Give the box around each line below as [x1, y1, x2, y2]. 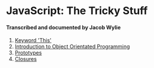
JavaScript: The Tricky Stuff [6, 4, 148, 18]
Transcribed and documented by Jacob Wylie [6, 23, 121, 30]
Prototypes [14, 49, 42, 56]
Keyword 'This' [14, 37, 52, 44]
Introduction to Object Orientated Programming [14, 43, 130, 50]
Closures [14, 56, 37, 63]
